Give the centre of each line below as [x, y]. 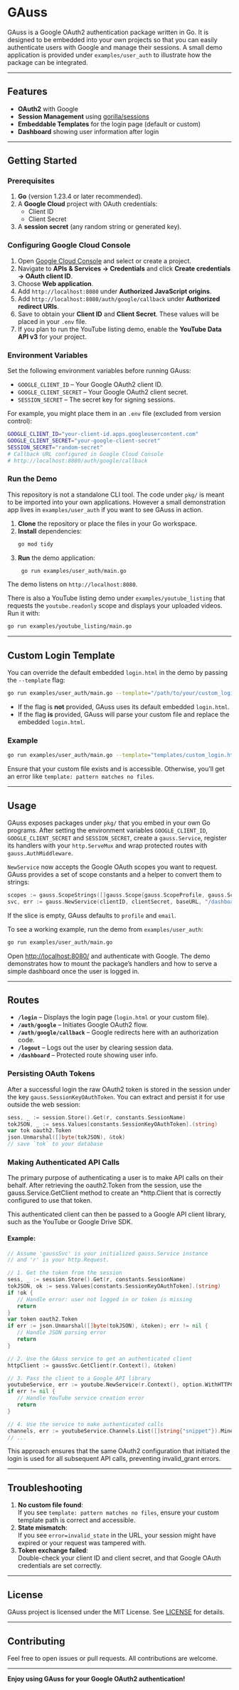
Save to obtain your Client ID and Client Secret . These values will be [118, 314]
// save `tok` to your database [55, 1144]
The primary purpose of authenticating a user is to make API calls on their [116, 1178]
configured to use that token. [50, 1201]
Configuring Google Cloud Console [69, 245]
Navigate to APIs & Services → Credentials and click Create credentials [124, 268]
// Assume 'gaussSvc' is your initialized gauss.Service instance [108, 1253]
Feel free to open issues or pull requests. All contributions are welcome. [113, 1658]
